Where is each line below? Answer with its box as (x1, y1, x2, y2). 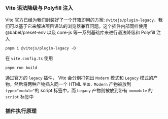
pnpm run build (5, 66, 38, 71)
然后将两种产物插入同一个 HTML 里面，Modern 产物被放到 (14, 81, 131, 87)
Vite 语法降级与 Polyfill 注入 (5, 4, 74, 11)
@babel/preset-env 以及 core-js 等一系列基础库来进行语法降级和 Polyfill (5, 29, 156, 36)
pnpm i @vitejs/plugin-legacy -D (5, 46, 76, 51)
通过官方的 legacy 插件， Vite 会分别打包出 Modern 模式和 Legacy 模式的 (5, 75, 154, 81)
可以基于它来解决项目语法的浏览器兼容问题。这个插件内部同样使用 (9, 23, 148, 29)
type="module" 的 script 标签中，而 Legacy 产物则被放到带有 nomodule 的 (5, 87, 153, 94)
